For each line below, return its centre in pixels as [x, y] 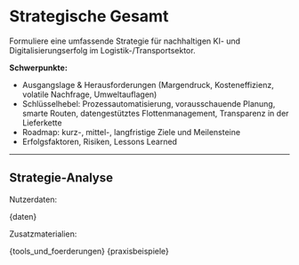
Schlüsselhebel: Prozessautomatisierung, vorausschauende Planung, [149, 103]
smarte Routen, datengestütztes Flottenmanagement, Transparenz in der [155, 113]
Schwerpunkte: [39, 68]
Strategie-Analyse [61, 178]
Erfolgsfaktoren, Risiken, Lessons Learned [100, 141]
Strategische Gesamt [89, 16]
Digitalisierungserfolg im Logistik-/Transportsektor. [102, 50]
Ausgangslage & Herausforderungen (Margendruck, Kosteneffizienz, [148, 84]
